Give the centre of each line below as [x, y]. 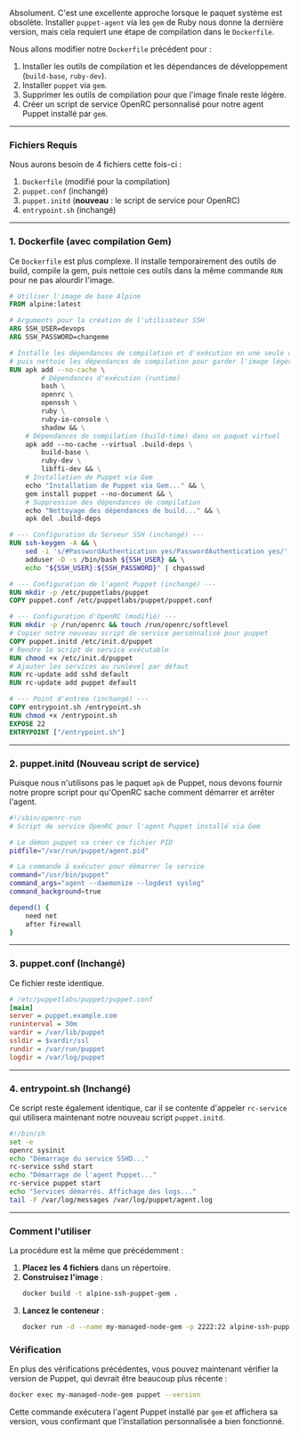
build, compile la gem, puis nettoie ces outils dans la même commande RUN [146, 270]
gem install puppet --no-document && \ [99, 493]
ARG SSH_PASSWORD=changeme [59, 338]
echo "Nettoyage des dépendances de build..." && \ [123, 510]
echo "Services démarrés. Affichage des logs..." [103, 1192]
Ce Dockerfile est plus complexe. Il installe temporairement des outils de [143, 261]
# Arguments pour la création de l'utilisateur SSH [107, 321]
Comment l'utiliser [50, 1231]
